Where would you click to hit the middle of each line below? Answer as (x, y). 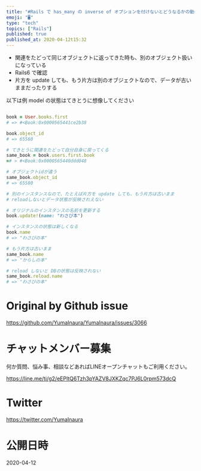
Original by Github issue (67, 306)
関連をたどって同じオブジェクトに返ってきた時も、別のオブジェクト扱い (103, 57)
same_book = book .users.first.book (51, 156)
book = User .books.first (37, 117)
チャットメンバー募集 (59, 349)
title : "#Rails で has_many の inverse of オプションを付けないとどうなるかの (98, 12)
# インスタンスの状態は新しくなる (42, 227)
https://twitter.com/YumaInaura (45, 419)
